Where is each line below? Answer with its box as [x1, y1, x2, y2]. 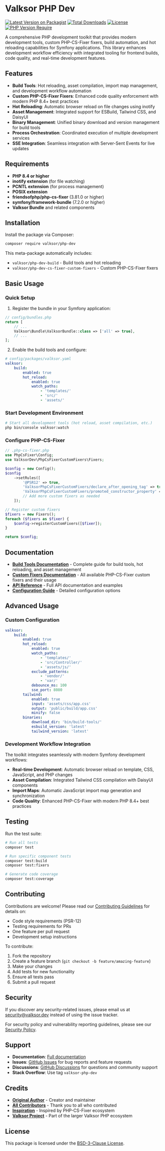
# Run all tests [5, 840, 38, 845]
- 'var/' [40, 678, 58, 683]
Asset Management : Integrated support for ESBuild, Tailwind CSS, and [12, 109, 156, 115]
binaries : [23, 715, 43, 720]
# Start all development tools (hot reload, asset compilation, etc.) [5, 421, 153, 426]
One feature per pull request [12, 928, 70, 934]
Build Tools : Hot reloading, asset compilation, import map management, [12, 82, 158, 88]
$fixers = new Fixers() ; [5, 512, 56, 516]
